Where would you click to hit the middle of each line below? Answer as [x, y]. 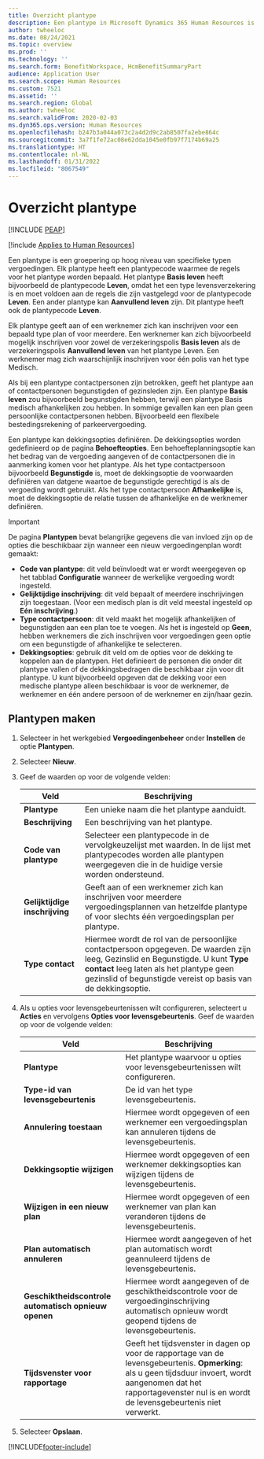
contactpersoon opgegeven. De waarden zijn [168, 949]
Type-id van [48, 1089]
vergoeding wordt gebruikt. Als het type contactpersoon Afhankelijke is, [126, 489]
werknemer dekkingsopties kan [183, 1164]
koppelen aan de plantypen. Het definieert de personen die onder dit [130, 661]
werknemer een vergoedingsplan [186, 1122]
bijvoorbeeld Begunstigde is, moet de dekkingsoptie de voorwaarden [121, 473]
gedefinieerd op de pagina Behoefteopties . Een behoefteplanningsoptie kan [132, 448]
